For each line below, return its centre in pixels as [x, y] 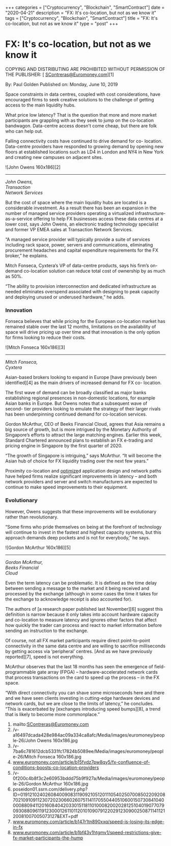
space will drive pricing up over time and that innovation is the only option [83, 332]
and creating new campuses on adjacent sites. [54, 157]
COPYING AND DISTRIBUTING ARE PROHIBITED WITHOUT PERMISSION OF [85, 69]
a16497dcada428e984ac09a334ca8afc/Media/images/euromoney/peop [89, 735]
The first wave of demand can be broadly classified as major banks [76, 393]
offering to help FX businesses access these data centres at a [98, 219]
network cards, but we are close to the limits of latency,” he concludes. [80, 703]
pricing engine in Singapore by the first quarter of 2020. [64, 446]
